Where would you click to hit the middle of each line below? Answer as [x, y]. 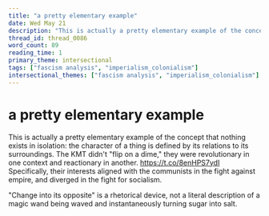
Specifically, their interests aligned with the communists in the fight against [132, 171]
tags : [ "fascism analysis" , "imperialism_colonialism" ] [103, 68]
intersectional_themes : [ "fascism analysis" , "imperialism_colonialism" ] [134, 75]
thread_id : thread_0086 [48, 38]
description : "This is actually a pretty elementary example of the [125, 30]
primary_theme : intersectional [60, 61]
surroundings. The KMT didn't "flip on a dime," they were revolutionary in [129, 154]
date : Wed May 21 [37, 23]
